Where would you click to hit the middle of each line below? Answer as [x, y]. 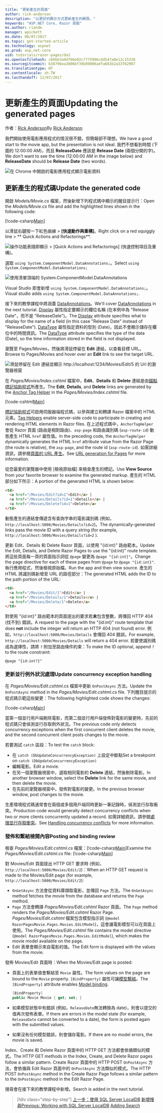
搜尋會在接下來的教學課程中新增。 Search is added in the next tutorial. [74, 1089]
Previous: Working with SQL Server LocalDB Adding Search [81, 1105]
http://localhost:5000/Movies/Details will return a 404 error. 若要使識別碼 [81, 641]
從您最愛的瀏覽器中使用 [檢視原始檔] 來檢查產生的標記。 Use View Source [79, 469]
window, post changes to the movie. [48, 794]
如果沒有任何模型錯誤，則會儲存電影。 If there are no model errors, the [82, 1035]
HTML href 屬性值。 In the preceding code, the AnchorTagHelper [82, 436]
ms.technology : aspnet [28, 46]
